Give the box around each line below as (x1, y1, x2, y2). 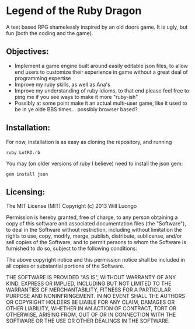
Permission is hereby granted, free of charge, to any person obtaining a (6, 214, 178, 221)
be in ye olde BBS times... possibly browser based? (14, 105, 138, 112)
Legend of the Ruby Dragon (6, 4, 142, 18)
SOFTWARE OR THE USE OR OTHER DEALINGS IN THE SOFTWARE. (6, 317, 170, 324)
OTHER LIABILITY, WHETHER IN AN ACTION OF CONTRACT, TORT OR (6, 305, 176, 312)
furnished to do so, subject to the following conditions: (6, 245, 137, 252)
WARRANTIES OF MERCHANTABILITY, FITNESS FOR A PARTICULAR (6, 286, 171, 293)
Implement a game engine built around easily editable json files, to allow (14, 62, 189, 69)
